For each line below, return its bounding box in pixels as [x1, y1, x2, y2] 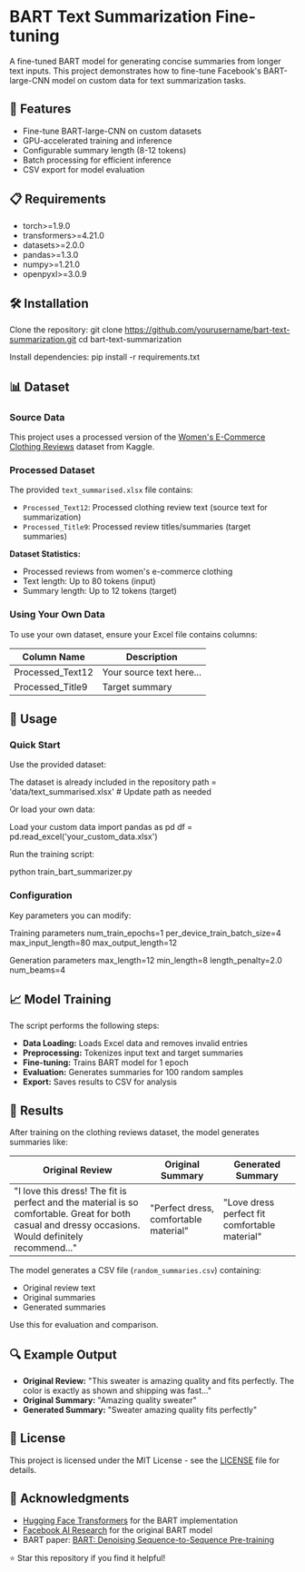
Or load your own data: [9, 804, 95, 815]
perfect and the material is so [14, 1196, 139, 1209]
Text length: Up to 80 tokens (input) [22, 576, 156, 587]
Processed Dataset [9, 463, 95, 476]
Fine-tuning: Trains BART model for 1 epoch [22, 1057, 189, 1068]
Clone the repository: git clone [9, 324, 123, 335]
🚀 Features [9, 102, 72, 117]
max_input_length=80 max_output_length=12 [9, 937, 177, 948]
